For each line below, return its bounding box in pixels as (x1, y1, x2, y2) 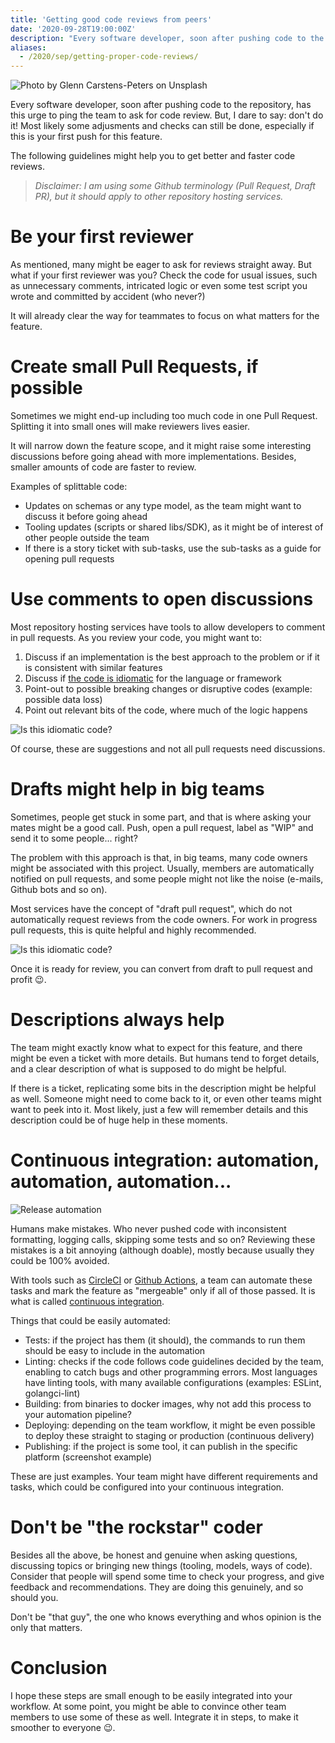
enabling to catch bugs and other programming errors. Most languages (24, 1366, 318, 1378)
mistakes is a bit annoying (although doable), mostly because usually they (10, 1244, 315, 1256)
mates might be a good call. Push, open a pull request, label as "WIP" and (10, 821, 314, 833)
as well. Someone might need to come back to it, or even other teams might (10, 1092, 322, 1105)
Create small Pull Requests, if (10, 356, 259, 378)
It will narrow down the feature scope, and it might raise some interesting (10, 440, 312, 451)
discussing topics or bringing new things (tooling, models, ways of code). (10, 1559, 313, 1571)
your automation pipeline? (24, 1408, 133, 1420)
